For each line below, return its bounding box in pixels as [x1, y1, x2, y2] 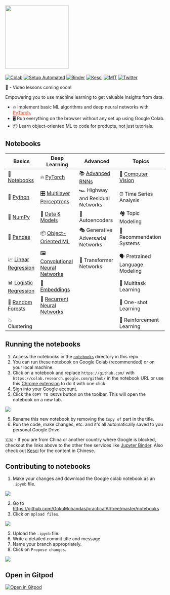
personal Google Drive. [12, 426, 61, 433]
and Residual [79, 195, 110, 202]
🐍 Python [8, 194, 29, 201]
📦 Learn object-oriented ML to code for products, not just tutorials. [12, 123, 154, 129]
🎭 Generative [79, 226, 113, 233]
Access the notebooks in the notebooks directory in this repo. [12, 353, 140, 359]
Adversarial [79, 235, 107, 242]
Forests [8, 305, 26, 312]
